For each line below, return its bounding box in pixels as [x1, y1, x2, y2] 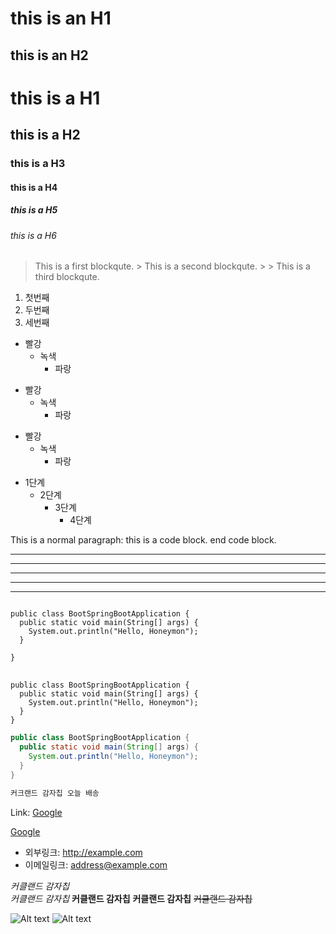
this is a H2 [10, 127, 81, 144]
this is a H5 [10, 204, 58, 216]
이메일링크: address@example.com [24, 858, 168, 871]
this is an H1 [10, 7, 112, 30]
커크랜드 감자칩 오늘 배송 [10, 788, 100, 798]
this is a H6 [10, 229, 57, 241]
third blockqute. [34, 271, 100, 283]
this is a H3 [10, 157, 66, 171]
